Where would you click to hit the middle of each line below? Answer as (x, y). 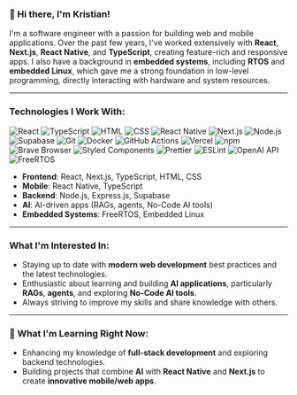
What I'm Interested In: (59, 245)
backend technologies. (64, 362)
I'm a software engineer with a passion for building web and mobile (132, 34)
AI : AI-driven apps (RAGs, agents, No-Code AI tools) (118, 205)
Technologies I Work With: (67, 112)
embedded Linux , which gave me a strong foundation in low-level (129, 71)
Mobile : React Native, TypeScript (82, 186)
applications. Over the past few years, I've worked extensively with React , (144, 43)
